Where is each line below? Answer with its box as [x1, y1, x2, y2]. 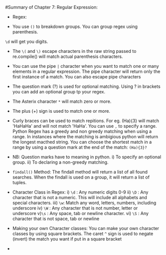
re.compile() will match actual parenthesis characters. [12, 53, 123, 59]
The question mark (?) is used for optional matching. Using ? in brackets [12, 83, 161, 89]
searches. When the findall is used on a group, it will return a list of [12, 174, 150, 180]
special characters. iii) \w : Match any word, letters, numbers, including [12, 200, 157, 206]
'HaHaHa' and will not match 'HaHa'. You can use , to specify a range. [12, 123, 157, 129]
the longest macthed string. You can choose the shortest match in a [12, 139, 152, 145]
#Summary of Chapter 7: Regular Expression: [5, 4, 98, 10]
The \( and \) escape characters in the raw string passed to [12, 48, 137, 54]
